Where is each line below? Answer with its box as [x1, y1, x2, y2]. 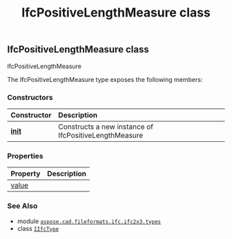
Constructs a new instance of [58, 122, 154, 132]
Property [10, 169, 41, 178]
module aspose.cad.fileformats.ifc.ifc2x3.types [17, 217, 161, 225]
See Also [7, 201, 38, 211]
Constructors [7, 92, 53, 102]
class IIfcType [17, 224, 59, 232]
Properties [7, 151, 43, 160]
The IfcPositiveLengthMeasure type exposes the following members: [7, 75, 203, 83]
